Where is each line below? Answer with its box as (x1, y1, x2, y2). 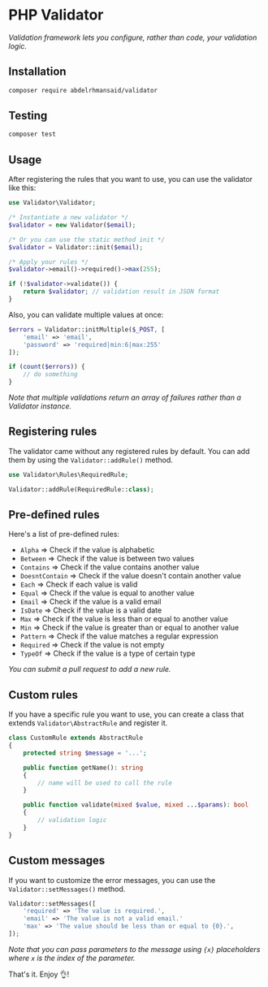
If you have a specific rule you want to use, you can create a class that (8, 709, 244, 720)
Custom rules (8, 688, 79, 702)
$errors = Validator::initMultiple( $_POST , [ (8, 325, 165, 334)
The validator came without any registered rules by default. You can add (8, 446, 250, 456)
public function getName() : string (23, 764, 144, 772)
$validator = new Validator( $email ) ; (8, 221, 136, 229)
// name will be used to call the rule (37, 778, 173, 787)
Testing (8, 109, 48, 123)
